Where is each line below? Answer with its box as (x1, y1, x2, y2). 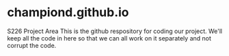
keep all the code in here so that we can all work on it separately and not (7, 34, 212, 42)
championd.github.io (7, 5, 129, 20)
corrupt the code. (7, 41, 57, 49)
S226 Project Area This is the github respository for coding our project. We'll (7, 27, 223, 35)
